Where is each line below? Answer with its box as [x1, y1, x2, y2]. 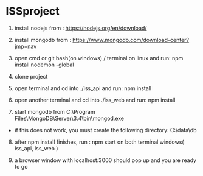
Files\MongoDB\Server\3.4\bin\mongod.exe [14, 114, 124, 122]
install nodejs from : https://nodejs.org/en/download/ [14, 24, 147, 32]
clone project [14, 72, 48, 80]
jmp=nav [14, 43, 37, 50]
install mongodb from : [14, 36, 71, 43]
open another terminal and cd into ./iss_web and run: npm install [14, 96, 176, 104]
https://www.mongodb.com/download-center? [72, 36, 190, 43]
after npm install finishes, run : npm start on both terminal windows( [14, 138, 184, 146]
